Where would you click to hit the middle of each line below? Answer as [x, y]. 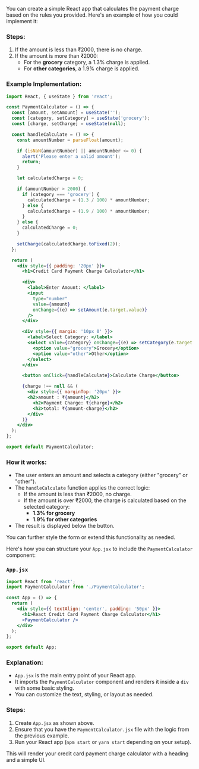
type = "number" [50, 298]
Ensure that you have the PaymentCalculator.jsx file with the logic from [102, 729]
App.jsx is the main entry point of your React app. [75, 675]
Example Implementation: [44, 84]
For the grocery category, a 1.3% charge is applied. [87, 63]
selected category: [47, 507]
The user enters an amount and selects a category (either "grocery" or [101, 475]
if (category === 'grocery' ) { [61, 194]
